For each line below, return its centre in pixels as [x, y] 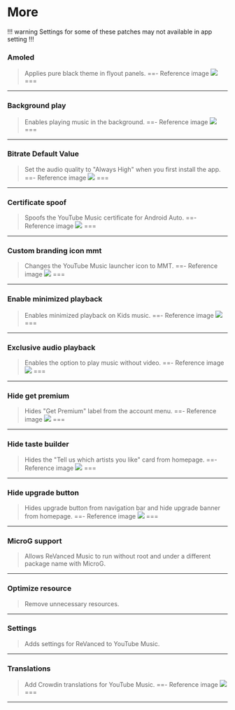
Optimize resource [40, 589]
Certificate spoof [37, 202]
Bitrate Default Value [43, 154]
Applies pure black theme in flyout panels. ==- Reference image [117, 74]
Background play [37, 106]
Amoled [21, 57]
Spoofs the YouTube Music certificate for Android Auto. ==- [111, 217]
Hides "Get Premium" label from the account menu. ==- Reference [120, 411]
